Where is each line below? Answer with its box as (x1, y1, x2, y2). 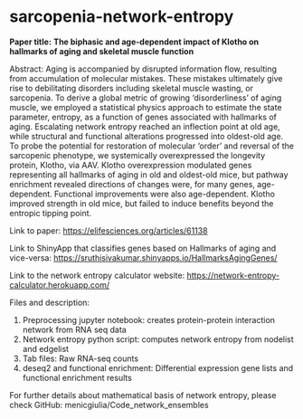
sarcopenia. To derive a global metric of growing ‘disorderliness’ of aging (9, 92, 282, 103)
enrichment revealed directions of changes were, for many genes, (9, 178, 256, 189)
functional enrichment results (22, 372, 133, 383)
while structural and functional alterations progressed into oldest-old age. (9, 130, 284, 141)
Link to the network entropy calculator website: (9, 270, 185, 281)
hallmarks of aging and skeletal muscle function (9, 45, 194, 56)
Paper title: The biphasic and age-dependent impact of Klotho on (9, 36, 260, 47)
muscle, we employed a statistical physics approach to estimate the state (9, 101, 282, 112)
